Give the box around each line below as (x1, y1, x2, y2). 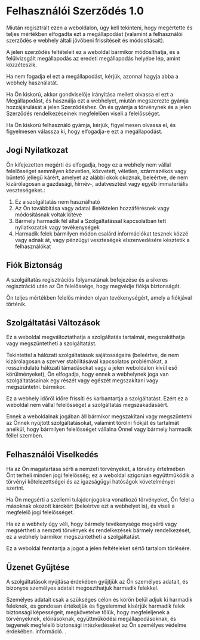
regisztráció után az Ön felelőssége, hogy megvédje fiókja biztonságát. (6, 282, 181, 289)
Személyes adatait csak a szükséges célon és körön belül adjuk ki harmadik (6, 596, 193, 603)
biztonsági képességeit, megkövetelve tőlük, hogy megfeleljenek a (6, 609, 170, 615)
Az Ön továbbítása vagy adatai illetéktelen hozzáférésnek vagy (14, 204, 170, 212)
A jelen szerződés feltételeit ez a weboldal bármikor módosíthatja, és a (6, 48, 180, 55)
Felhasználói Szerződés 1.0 (6, 4, 144, 18)
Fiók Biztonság (6, 260, 63, 270)
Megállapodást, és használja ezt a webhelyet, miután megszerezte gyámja (6, 97, 189, 104)
